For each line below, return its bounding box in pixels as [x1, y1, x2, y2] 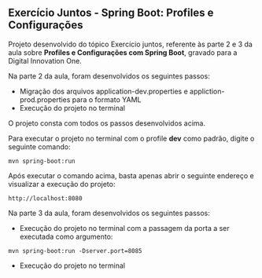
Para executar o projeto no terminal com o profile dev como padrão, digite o [8, 134, 255, 143]
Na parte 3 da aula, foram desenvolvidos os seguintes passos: [8, 208, 211, 218]
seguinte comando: [8, 141, 71, 152]
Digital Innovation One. [8, 56, 83, 65]
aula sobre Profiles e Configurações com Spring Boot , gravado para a [8, 47, 238, 57]
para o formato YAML [72, 94, 142, 104]
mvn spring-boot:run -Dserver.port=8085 [8, 247, 143, 254]
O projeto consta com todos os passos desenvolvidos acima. [8, 118, 206, 128]
